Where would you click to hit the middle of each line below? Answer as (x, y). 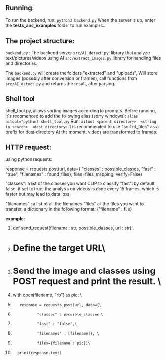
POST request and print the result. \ (87, 281)
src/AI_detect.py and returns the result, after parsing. (61, 83)
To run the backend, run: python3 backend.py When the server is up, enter (81, 20)
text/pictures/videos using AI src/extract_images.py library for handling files (83, 58)
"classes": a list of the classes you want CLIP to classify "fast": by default (80, 184)
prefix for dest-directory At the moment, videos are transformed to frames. (81, 132)
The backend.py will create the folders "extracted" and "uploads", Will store (82, 73)
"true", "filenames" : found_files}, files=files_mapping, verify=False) (74, 174)
